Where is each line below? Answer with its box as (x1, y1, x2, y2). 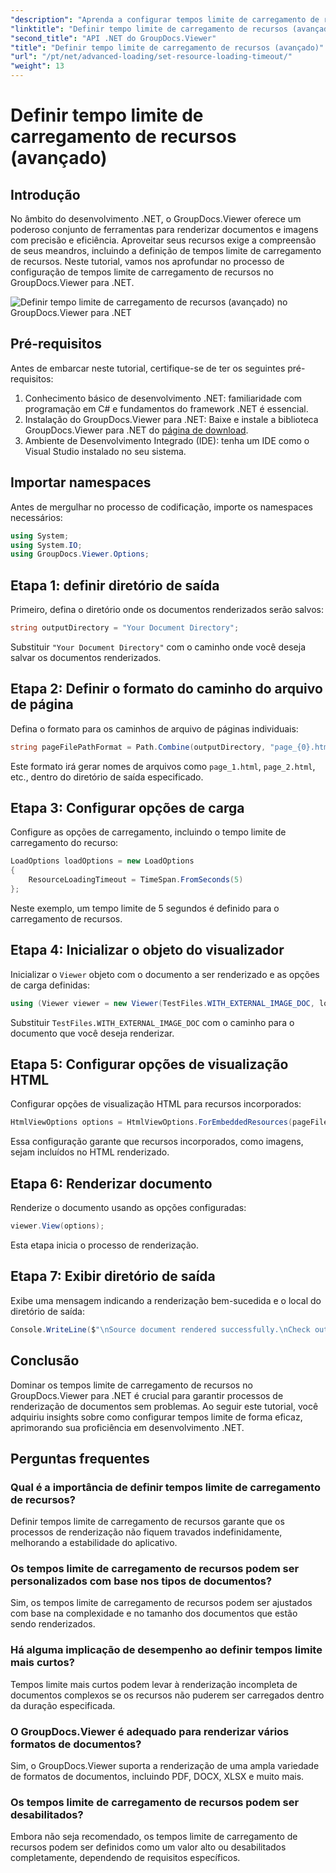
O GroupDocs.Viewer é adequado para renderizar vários (10, 1724, 290, 1738)
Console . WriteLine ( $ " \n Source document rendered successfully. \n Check (10, 1324, 311, 1335)
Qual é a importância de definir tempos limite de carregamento (10, 1480, 321, 1494)
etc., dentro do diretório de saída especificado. (10, 771, 204, 783)
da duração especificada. (10, 1699, 116, 1711)
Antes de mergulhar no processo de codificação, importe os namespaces (10, 501, 313, 513)
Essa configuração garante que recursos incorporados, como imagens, (10, 1136, 304, 1148)
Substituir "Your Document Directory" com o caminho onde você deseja (10, 641, 306, 653)
